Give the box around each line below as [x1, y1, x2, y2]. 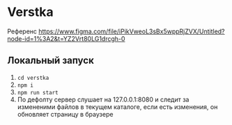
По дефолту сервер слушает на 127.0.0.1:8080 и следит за [17, 95, 190, 103]
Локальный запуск [7, 55, 94, 67]
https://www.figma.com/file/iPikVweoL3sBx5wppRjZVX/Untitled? [38, 27, 225, 35]
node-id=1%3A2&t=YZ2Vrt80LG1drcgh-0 [7, 34, 125, 42]
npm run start [17, 89, 59, 96]
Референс [7, 27, 37, 35]
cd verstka [17, 74, 49, 81]
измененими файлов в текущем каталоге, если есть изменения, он [17, 102, 218, 111]
